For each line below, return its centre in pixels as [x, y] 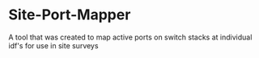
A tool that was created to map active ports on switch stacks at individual [130, 37]
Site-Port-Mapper [70, 15]
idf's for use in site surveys [53, 45]
